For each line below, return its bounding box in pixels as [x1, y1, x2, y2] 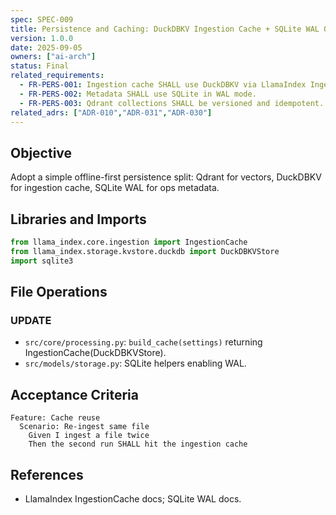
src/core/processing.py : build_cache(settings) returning [24, 336, 263, 348]
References [10, 466, 84, 483]
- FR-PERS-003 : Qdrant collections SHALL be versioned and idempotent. [19, 98, 325, 108]
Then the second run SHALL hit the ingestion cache [28, 439, 248, 450]
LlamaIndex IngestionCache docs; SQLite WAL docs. [24, 492, 242, 505]
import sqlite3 [10, 256, 74, 266]
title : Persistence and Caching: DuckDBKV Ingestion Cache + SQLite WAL [10, 24, 320, 34]
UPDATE [10, 313, 52, 327]
